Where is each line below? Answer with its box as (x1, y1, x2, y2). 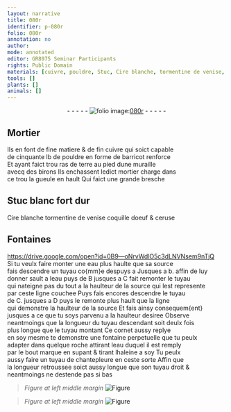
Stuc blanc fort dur (7, 195, 90, 207)
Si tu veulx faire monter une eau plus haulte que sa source (7, 259, 173, 267)
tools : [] (7, 74, 36, 82)
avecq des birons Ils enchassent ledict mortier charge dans (7, 167, 177, 176)
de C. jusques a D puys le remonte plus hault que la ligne (7, 296, 170, 304)
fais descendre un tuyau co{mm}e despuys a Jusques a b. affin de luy (7, 267, 208, 275)
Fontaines (7, 233, 51, 245)
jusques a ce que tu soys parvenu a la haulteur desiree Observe (7, 311, 190, 320)
